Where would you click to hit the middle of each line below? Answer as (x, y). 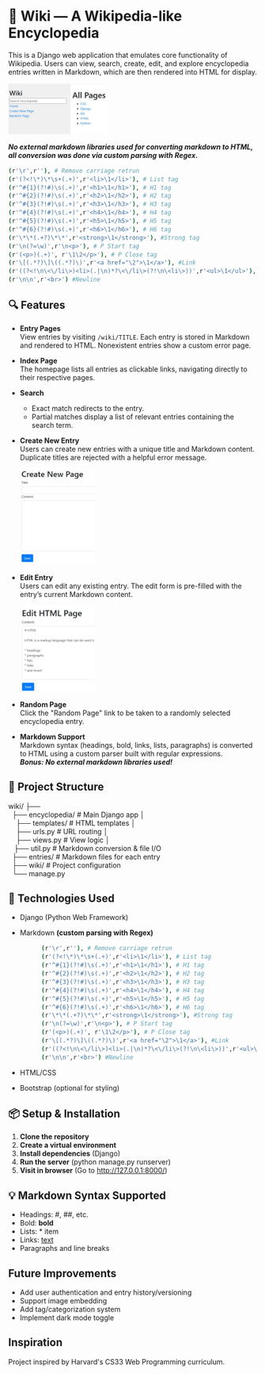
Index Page (38, 360)
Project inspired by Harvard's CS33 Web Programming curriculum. (117, 1361)
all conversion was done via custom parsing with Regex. (103, 155)
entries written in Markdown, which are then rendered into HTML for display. (132, 71)
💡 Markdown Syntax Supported (87, 1195)
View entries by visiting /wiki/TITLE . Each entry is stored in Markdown (134, 337)
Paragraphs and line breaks (64, 1249)
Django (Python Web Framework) (74, 918)
